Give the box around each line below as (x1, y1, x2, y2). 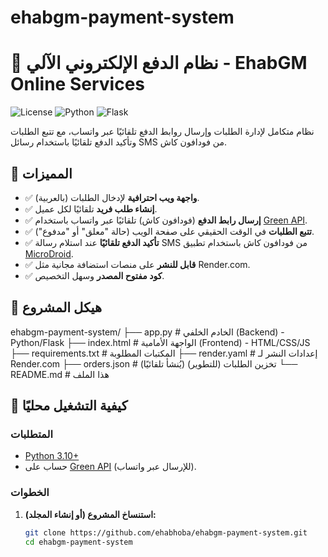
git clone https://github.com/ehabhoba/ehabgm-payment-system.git (24, 527, 308, 538)
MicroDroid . (24, 247, 74, 260)
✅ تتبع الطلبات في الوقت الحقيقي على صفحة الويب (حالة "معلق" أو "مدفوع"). (24, 225, 315, 237)
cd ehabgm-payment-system (24, 537, 133, 547)
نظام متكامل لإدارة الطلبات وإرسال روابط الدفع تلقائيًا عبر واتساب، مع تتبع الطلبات (10, 126, 315, 138)
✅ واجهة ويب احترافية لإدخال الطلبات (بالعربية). (24, 191, 200, 203)
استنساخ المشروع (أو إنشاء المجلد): (24, 508, 157, 520)
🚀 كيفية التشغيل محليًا (10, 397, 128, 415)
